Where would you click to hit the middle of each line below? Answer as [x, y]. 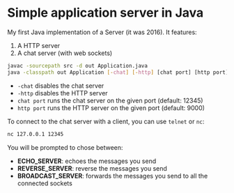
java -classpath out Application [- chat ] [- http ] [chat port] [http [109, 72]
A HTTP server [39, 45]
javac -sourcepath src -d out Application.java [78, 65]
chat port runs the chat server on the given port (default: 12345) [110, 100]
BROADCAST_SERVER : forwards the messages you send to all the [112, 176]
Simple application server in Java [106, 13]
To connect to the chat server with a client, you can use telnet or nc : [106, 121]
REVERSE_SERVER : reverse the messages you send [92, 168]
